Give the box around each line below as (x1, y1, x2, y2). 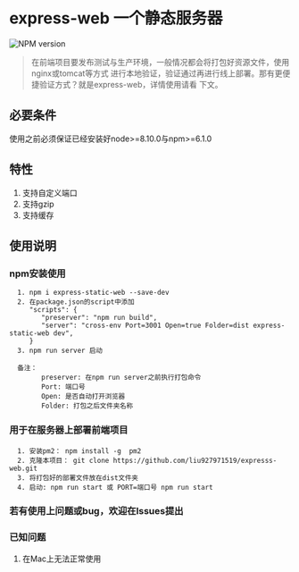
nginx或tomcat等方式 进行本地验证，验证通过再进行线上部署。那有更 (30, 68, 283, 79)
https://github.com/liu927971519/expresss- (112, 456, 278, 465)
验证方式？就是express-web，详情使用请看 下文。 (38, 79, 223, 89)
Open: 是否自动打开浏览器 (41, 392, 126, 401)
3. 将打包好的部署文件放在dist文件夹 (17, 473, 138, 483)
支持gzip (21, 198, 55, 209)
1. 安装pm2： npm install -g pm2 (17, 446, 142, 456)
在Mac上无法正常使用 (21, 553, 102, 564)
